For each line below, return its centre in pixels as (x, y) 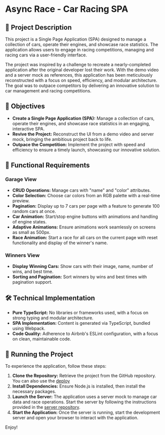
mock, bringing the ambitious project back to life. (62, 139)
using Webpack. (29, 328)
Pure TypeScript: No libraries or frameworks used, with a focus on (80, 312)
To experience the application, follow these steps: (56, 366)
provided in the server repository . (46, 407)
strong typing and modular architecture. (53, 318)
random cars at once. (34, 211)
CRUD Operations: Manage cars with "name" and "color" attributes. (82, 190)
